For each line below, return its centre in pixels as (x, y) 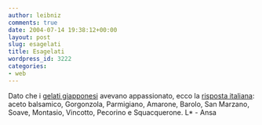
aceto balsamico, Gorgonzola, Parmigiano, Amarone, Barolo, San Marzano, (129, 104)
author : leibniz (35, 15)
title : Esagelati (36, 52)
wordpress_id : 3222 (40, 59)
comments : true (33, 23)
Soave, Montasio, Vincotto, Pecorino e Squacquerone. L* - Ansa (113, 112)
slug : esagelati (35, 45)
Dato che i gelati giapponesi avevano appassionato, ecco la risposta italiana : (131, 95)
